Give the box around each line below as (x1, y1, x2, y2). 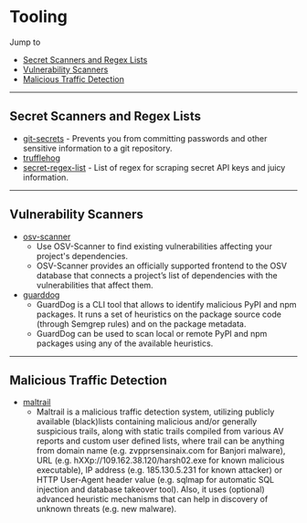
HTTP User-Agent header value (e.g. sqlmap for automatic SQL (36, 475, 275, 486)
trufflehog (22, 152, 61, 163)
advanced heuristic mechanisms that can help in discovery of (36, 494, 269, 505)
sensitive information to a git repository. (22, 142, 173, 153)
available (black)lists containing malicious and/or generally (36, 416, 258, 427)
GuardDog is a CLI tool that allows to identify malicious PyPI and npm (36, 298, 297, 309)
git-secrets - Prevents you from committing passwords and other (22, 132, 268, 143)
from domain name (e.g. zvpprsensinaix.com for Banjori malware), (36, 445, 286, 456)
